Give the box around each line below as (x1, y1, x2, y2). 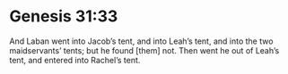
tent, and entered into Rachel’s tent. (9, 54, 141, 65)
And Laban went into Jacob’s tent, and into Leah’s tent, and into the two (9, 36, 274, 46)
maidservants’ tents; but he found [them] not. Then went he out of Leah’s (9, 45, 280, 55)
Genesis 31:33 (9, 6, 118, 27)
